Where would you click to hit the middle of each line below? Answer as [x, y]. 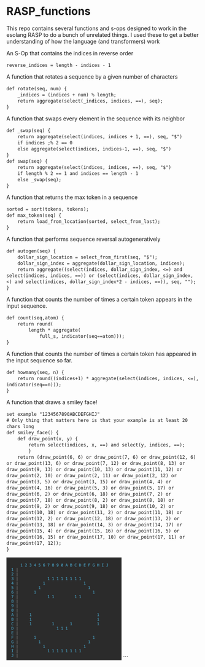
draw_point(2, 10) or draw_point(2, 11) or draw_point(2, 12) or [91, 475]
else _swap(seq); [40, 179]
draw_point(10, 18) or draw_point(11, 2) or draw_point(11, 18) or [95, 512]
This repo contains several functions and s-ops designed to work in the [97, 28]
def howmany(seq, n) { [35, 372]
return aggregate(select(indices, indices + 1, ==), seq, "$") [100, 136]
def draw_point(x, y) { [48, 439]
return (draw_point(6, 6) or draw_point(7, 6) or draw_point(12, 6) [107, 457]
